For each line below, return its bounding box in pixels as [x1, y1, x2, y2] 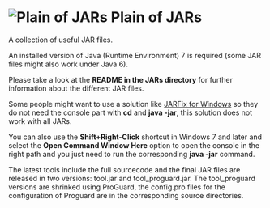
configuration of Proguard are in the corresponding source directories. [8, 190, 244, 200]
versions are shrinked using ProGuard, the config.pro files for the [8, 182, 225, 192]
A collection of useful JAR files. [8, 35, 114, 45]
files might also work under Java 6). [8, 59, 128, 69]
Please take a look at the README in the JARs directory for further [8, 74, 234, 84]
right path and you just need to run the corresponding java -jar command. [8, 149, 255, 159]
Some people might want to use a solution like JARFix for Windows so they [8, 99, 258, 108]
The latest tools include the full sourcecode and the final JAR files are [8, 164, 241, 174]
